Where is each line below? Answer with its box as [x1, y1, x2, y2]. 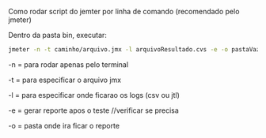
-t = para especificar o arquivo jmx [8, 75, 121, 84]
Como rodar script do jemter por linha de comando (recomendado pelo [8, 7, 240, 16]
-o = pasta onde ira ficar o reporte [8, 121, 120, 130]
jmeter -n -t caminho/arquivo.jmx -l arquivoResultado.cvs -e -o [8, 46, 228, 54]
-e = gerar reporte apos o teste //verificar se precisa [8, 106, 180, 115]
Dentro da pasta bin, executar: [8, 31, 107, 39]
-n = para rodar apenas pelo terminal [8, 59, 129, 69]
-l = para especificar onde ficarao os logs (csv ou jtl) [8, 90, 180, 99]
